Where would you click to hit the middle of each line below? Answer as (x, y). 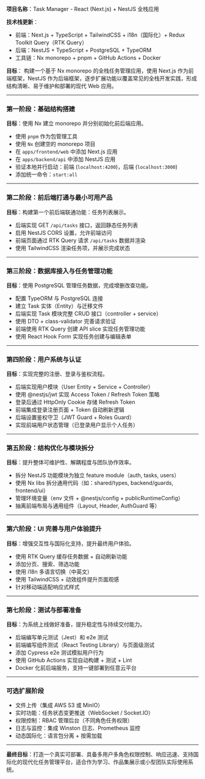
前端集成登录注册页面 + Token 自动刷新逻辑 (70, 410)
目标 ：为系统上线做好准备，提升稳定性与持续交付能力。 (76, 625)
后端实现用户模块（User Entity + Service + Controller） (84, 387)
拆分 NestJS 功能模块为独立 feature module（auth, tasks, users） (97, 475)
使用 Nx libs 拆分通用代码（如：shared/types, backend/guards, (94, 483)
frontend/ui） (32, 490)
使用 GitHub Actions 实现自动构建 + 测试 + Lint (74, 660)
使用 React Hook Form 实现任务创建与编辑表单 (73, 336)
